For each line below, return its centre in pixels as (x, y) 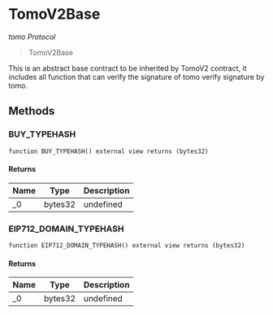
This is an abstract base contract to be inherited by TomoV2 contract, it (128, 68)
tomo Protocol (32, 37)
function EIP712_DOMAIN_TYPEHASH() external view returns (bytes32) (127, 246)
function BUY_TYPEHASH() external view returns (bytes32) (108, 151)
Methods (32, 111)
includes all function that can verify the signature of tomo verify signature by (136, 77)
